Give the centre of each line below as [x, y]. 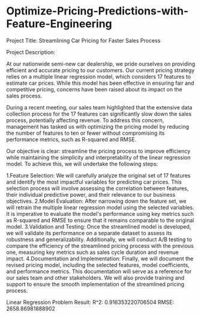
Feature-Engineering [59, 24]
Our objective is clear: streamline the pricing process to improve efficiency [98, 151]
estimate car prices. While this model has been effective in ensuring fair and [100, 83]
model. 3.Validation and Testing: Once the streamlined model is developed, [99, 226]
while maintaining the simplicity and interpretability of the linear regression [98, 157]
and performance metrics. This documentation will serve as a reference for [99, 271]
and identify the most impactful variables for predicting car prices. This [94, 182]
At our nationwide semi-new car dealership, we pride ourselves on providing [101, 64]
